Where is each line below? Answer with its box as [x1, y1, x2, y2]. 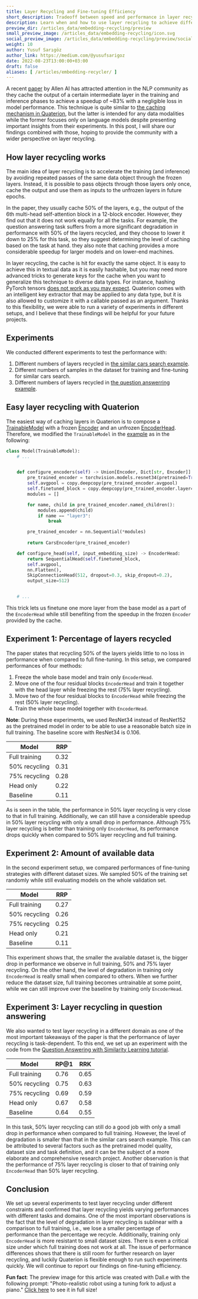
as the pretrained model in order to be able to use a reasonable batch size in [6, 723, 192, 730]
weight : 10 [6, 42, 33, 48]
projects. [6, 316, 28, 323]
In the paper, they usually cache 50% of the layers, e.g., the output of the [6, 205, 184, 212]
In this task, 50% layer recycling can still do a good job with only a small [6, 1123, 181, 1130]
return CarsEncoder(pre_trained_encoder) [27, 540, 131, 546]
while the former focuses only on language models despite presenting [6, 116, 176, 124]
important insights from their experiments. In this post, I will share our [6, 123, 175, 130]
